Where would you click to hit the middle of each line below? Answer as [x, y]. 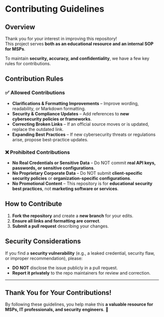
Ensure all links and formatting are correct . [56, 221]
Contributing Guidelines [55, 9]
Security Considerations [43, 241]
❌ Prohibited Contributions [38, 152]
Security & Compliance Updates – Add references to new [71, 113]
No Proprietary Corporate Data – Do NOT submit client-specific [77, 173]
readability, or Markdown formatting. [49, 109]
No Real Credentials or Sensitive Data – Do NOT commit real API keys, [84, 163]
